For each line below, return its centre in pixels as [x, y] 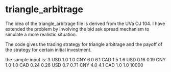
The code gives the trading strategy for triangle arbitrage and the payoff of [84, 44]
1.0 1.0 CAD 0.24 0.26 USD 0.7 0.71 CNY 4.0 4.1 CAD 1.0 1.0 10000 [75, 65]
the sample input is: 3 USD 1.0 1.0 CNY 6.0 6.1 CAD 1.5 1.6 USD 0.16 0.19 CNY [86, 59]
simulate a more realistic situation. [41, 34]
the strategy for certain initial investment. [48, 50]
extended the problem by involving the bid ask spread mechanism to [77, 29]
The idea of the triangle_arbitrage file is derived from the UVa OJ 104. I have [85, 23]
